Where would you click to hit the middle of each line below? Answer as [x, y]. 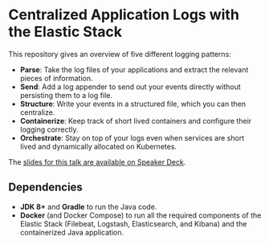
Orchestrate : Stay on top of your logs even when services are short [132, 137]
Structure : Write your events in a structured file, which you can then [133, 104]
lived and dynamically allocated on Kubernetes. [98, 146]
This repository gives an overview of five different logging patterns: [120, 54]
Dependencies [45, 188]
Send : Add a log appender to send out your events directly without [130, 87]
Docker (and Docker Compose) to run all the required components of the [141, 215]
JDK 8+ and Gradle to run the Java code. [88, 206]
